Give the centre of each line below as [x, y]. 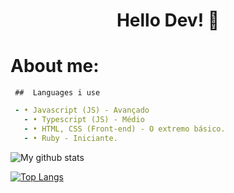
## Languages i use [57, 93]
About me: [55, 66]
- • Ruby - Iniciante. [70, 138]
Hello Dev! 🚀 [168, 20]
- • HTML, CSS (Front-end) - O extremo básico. [124, 129]
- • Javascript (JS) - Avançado [82, 110]
